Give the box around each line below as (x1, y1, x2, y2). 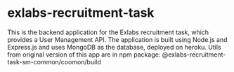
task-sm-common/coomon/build (7, 57, 102, 66)
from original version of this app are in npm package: (7, 50, 161, 59)
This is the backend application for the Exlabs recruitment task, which (7, 28, 209, 36)
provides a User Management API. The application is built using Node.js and (7, 35, 228, 43)
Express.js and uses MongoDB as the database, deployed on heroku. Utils (7, 43, 221, 51)
